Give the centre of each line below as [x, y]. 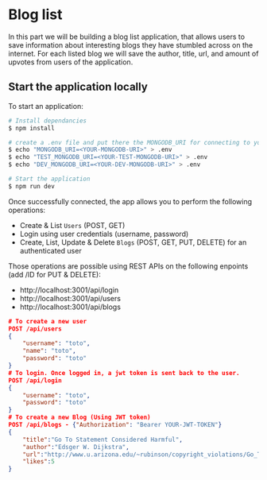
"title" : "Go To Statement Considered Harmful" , [103, 439]
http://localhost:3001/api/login [69, 290]
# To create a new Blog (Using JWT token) [79, 418]
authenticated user [50, 250]
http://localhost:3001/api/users [70, 298]
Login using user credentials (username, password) [104, 234]
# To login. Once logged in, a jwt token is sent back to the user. [124, 373]
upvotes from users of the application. [71, 62]
